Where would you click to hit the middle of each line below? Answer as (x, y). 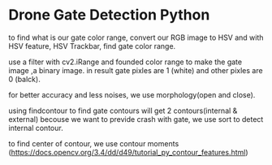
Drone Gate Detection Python (109, 15)
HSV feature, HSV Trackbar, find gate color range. (92, 46)
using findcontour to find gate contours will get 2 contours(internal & (123, 111)
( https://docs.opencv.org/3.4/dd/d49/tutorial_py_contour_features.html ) (128, 152)
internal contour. (36, 128)
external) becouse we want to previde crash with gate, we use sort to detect (136, 119)
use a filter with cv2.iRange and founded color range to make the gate (125, 62)
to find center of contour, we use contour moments (94, 143)
